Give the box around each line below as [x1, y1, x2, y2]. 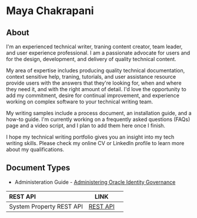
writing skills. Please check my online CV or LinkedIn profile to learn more [6, 140, 185, 146]
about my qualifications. [6, 146, 65, 153]
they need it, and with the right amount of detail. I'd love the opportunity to [6, 86, 186, 92]
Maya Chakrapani [6, 4, 94, 18]
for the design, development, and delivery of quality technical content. [6, 56, 176, 62]
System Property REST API [9, 202, 84, 210]
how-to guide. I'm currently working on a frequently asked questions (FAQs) [6, 116, 191, 123]
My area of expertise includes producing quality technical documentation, [6, 67, 185, 74]
